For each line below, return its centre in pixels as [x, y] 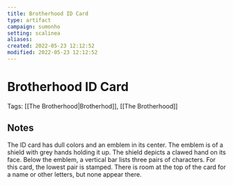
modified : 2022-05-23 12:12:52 [53, 53]
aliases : [20, 40]
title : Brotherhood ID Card [48, 14]
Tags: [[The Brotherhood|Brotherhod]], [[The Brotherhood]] [93, 106]
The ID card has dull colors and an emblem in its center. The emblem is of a [115, 145]
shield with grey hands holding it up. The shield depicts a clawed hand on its [116, 152]
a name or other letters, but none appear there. [74, 174]
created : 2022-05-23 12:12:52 [51, 46]
